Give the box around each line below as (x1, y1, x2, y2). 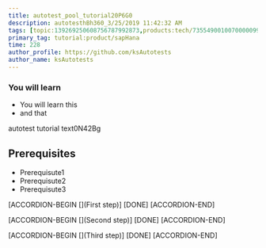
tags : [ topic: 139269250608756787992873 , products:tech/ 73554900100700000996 (8, 26, 264, 34)
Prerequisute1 (19, 167, 65, 177)
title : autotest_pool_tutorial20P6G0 (8, 11, 133, 20)
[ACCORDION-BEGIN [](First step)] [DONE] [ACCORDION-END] (8, 200, 215, 209)
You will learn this (19, 100, 78, 109)
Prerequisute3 (19, 184, 66, 194)
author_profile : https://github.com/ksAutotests (8, 48, 172, 56)
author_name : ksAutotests (8, 56, 93, 64)
